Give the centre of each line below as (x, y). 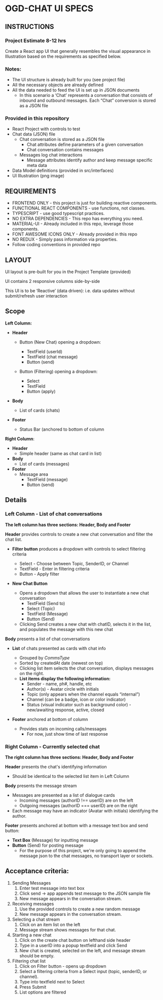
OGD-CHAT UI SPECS (49, 9)
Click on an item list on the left (50, 924)
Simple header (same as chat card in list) (61, 453)
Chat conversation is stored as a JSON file (62, 140)
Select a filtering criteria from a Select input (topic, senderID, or (83, 971)
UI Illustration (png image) (38, 176)
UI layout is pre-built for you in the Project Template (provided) (68, 272)
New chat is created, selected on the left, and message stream (82, 951)
